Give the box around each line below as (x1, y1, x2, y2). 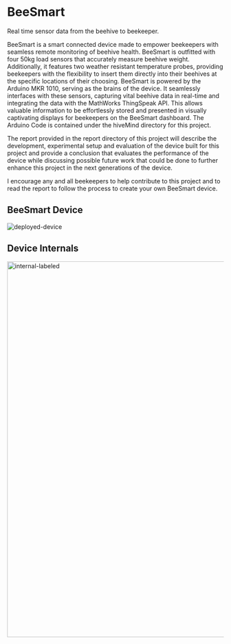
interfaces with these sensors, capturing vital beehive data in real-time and (7, 91, 220, 100)
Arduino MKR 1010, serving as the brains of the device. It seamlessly (7, 84, 201, 92)
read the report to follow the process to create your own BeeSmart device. (7, 184, 218, 192)
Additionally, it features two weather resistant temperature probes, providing (7, 62, 223, 70)
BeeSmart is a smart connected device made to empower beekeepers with (7, 40, 219, 48)
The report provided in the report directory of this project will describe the (7, 134, 217, 142)
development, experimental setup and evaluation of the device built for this (7, 141, 220, 150)
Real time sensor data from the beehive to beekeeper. (7, 27, 159, 35)
